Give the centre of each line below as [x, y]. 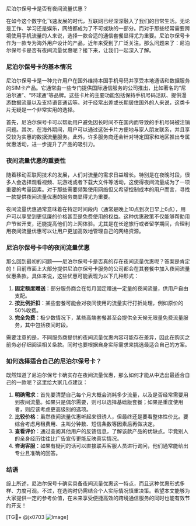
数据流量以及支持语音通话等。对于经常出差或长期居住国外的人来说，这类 [98, 103]
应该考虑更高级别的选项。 [61, 409]
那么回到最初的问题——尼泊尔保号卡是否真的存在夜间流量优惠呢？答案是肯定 [98, 261]
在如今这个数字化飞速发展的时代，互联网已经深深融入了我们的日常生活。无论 [98, 21]
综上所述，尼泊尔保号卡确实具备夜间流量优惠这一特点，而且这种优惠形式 [93, 483]
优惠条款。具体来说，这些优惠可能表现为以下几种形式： [72, 276]
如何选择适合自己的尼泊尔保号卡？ [54, 361]
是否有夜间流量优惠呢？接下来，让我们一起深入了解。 [90, 50]
